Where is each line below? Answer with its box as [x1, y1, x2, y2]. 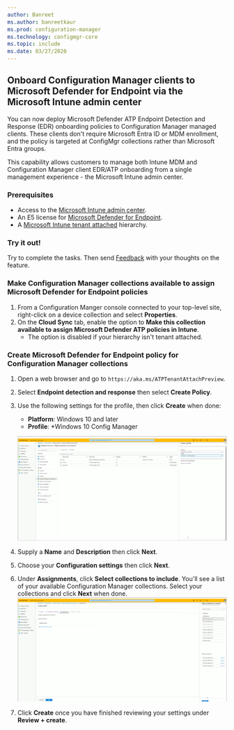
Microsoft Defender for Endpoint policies [7, 287, 148, 297]
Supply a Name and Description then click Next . [17, 547, 158, 556]
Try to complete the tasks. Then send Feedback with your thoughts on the [7, 254, 220, 262]
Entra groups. [7, 144, 47, 152]
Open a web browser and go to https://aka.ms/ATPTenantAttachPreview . [17, 374, 226, 383]
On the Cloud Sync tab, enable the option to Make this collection [17, 317, 206, 326]
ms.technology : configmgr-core [7, 33, 98, 40]
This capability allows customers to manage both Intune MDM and [7, 157, 197, 166]
